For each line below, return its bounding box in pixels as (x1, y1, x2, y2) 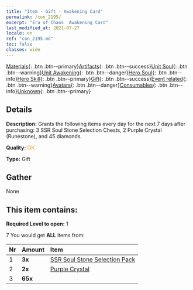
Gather (6, 172, 32, 182)
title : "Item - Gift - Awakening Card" (6, 8, 104, 15)
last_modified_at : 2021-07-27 (6, 25, 80, 31)
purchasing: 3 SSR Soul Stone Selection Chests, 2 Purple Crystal (6, 127, 162, 134)
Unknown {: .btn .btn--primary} (17, 87, 91, 94)
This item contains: (6, 204, 78, 214)
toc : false (6, 42, 33, 47)
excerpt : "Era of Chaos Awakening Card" (6, 19, 109, 25)
